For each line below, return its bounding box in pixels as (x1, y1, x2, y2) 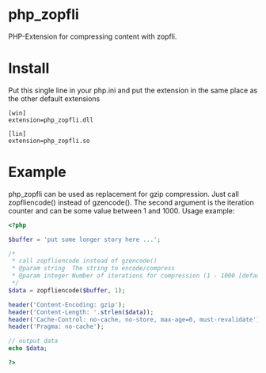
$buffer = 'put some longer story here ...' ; (8, 235, 161, 243)
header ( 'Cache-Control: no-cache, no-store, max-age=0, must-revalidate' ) (8, 315, 260, 323)
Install (8, 59, 50, 77)
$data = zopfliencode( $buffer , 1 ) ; (8, 286, 126, 294)
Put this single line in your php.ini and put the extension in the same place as (8, 85, 258, 95)
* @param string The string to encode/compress (11, 265, 176, 273)
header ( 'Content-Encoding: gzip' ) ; (8, 300, 126, 309)
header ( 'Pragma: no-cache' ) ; (8, 322, 104, 331)
